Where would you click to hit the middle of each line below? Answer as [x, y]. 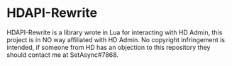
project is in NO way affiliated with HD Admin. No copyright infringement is [116, 39]
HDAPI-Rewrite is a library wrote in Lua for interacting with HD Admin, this [115, 32]
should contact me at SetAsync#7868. [62, 55]
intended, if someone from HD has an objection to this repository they [109, 47]
